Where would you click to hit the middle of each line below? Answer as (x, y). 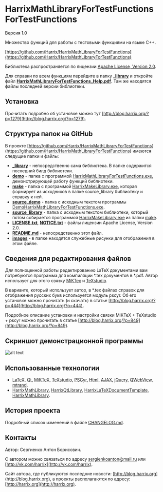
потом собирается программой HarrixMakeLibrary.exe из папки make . (85, 217)
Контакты (21, 438)
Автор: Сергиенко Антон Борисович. (43, 450)
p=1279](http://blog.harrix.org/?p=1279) (45, 119)
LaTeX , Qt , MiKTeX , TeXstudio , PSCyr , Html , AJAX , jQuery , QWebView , (82, 380)
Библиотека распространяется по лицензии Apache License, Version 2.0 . (81, 66)
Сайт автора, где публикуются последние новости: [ (60, 473)
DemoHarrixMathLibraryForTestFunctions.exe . (58, 207)
